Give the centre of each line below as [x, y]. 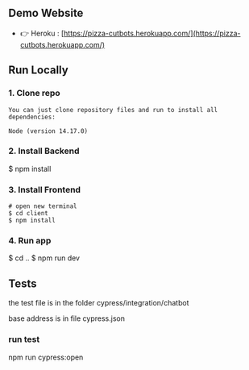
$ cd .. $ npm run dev [44, 258]
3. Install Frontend [45, 189]
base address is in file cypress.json [66, 318]
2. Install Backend [44, 151]
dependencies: [32, 117]
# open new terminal [43, 206]
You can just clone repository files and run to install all [113, 110]
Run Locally [38, 71]
